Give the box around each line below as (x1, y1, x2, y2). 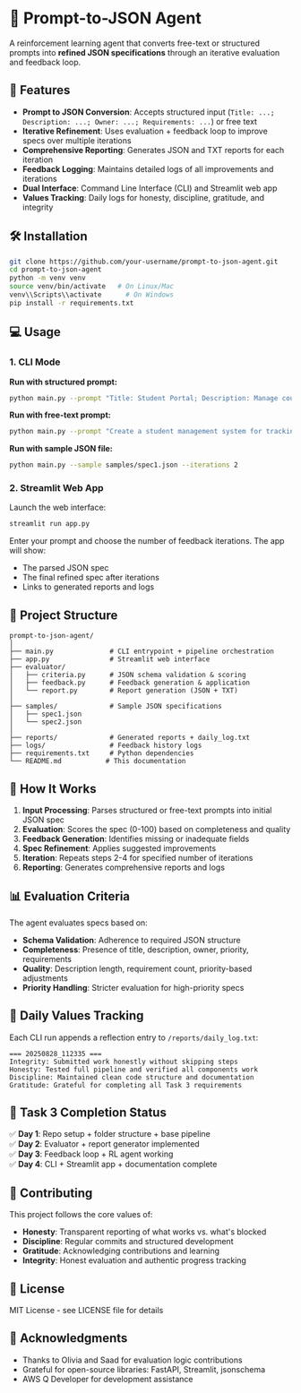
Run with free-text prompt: (9, 409, 111, 420)
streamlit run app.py (9, 520, 90, 529)
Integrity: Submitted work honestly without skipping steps (9, 1057, 239, 1066)
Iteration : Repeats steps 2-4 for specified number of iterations (21, 852, 254, 863)
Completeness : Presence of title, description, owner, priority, (21, 944, 249, 955)
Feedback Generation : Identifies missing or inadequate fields (21, 833, 250, 844)
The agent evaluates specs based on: (9, 917, 148, 928)
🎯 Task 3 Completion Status (9, 1105, 168, 1120)
